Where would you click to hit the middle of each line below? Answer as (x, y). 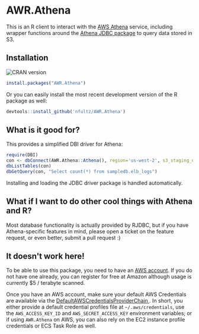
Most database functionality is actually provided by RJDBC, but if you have (97, 225)
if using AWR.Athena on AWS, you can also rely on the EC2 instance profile (96, 320)
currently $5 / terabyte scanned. (46, 283)
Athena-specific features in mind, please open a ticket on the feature (90, 231)
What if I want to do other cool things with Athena (99, 202)
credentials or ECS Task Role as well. (51, 326)
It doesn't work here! (45, 256)
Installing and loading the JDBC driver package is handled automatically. (94, 183)
